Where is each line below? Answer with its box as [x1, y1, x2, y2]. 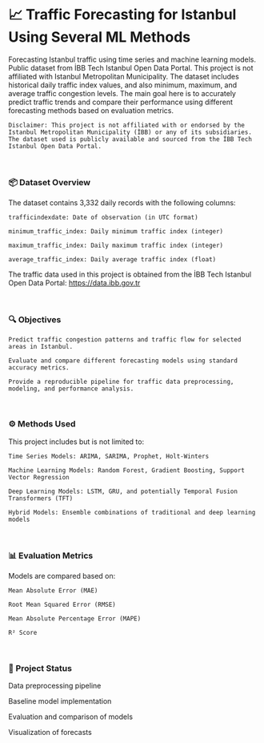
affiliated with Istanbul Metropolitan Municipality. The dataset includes [8, 71, 240, 81]
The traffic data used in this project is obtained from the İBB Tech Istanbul [8, 269, 252, 280]
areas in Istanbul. [8, 342, 74, 350]
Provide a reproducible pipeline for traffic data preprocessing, [8, 378, 234, 386]
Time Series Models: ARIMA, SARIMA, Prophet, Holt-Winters [8, 452, 210, 460]
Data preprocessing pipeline [8, 681, 102, 691]
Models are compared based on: [8, 571, 116, 581]
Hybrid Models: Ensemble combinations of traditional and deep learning [8, 508, 256, 516]
